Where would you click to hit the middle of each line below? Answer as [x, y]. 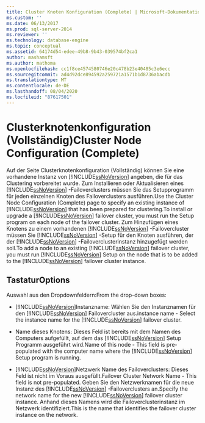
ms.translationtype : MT [37, 80]
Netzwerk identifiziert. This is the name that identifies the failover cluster [106, 408]
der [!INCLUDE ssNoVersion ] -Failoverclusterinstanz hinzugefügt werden [97, 241]
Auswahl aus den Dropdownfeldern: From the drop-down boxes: [86, 295]
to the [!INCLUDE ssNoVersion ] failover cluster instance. [76, 261]
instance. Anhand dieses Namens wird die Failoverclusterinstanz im [100, 402]
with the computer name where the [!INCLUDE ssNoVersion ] [117, 351]
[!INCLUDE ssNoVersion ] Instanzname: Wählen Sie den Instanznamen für [106, 306]
